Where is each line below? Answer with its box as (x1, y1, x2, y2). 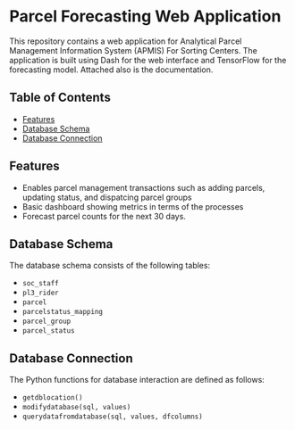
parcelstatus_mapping (21, 308, 103, 317)
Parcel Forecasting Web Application (9, 6, 282, 27)
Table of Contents (9, 90, 112, 105)
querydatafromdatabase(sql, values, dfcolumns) (21, 412, 203, 421)
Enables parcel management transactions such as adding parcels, (21, 182, 265, 193)
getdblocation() (21, 393, 83, 402)
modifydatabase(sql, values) (21, 403, 131, 412)
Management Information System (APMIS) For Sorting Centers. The (9, 45, 257, 55)
